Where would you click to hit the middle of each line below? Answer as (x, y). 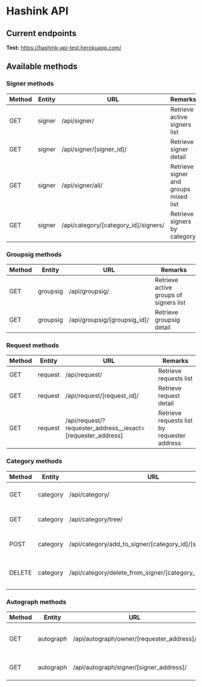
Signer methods (30, 84)
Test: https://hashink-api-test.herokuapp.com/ (64, 47)
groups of (169, 295)
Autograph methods (36, 602)
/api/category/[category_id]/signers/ (113, 225)
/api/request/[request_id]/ (102, 396)
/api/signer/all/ (82, 185)
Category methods (34, 461)
